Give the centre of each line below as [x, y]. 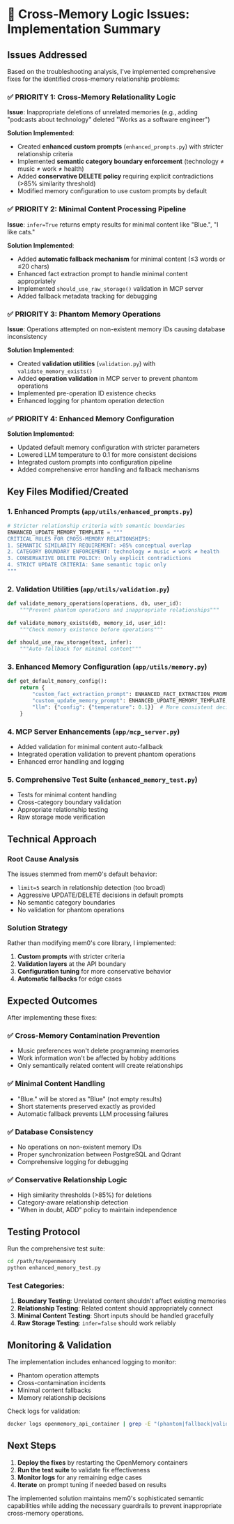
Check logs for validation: [44, 1411]
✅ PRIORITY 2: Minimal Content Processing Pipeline [97, 209]
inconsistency [27, 336]
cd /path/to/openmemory [42, 1262]
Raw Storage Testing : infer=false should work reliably [96, 1323]
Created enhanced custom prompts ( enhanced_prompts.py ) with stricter [120, 146]
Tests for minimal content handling [67, 795]
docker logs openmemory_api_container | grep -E [79, 1424]
